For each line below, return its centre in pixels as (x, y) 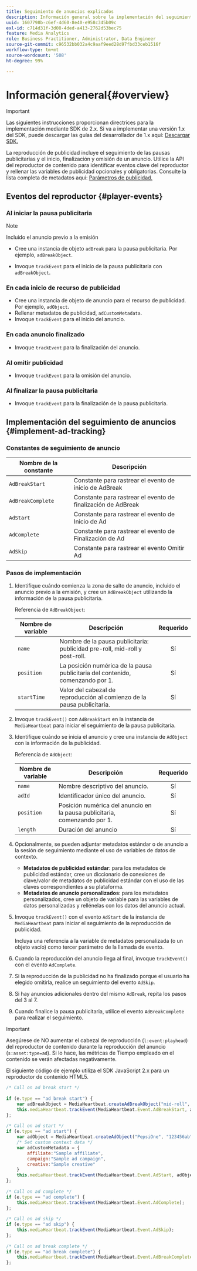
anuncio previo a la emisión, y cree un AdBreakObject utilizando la (94, 592)
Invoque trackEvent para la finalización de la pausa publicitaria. (91, 403)
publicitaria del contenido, (95, 673)
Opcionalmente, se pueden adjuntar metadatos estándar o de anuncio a (101, 844)
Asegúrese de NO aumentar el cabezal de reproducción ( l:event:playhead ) (97, 1040)
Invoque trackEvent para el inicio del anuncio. (70, 319)
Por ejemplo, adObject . (42, 307)
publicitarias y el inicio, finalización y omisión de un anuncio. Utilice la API (95, 159)
